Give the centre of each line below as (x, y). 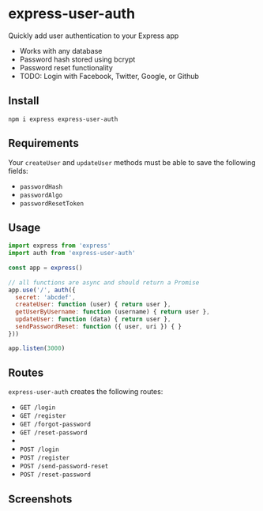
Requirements (43, 143)
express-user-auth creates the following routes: (86, 392)
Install (24, 101)
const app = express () (45, 268)
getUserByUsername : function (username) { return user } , (113, 312)
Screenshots (40, 499)
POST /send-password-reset (64, 467)
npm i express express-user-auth (63, 119)
